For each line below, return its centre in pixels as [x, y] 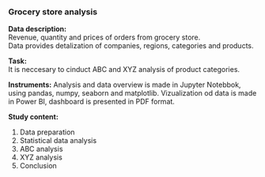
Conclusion [38, 166]
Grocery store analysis [53, 12]
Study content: [34, 117]
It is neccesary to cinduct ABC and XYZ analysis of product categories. [124, 70]
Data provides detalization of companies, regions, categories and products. [131, 46]
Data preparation [47, 132]
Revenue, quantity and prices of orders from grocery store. [104, 37]
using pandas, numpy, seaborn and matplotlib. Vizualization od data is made [132, 93]
